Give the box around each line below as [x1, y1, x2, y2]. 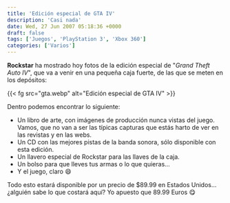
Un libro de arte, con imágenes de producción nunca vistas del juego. [17, 116, 216, 124]
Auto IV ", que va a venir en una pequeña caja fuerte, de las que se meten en [7, 68, 224, 77]
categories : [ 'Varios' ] [7, 42, 76, 49]
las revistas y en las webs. [17, 130, 92, 139]
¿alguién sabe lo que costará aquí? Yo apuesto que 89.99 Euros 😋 [7, 188, 196, 196]
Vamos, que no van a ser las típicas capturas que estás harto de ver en [17, 124, 219, 131]
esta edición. [17, 146, 54, 153]
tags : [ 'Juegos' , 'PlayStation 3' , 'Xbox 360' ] [7, 36, 147, 43]
